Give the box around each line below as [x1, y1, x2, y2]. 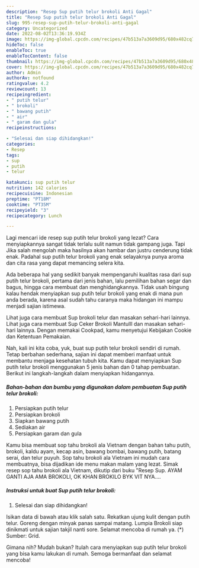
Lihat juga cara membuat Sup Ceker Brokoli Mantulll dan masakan [6, 321, 167, 328]
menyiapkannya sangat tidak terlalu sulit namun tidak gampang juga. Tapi [6, 240, 185, 247]
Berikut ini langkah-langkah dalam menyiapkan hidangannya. [6, 370, 155, 377]
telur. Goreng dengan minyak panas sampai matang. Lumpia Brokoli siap [6, 520, 182, 527]
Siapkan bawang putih [14, 418, 70, 425]
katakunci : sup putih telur [6, 180, 76, 186]
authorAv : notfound [6, 75, 54, 81]
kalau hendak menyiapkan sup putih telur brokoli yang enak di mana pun [6, 290, 183, 297]
